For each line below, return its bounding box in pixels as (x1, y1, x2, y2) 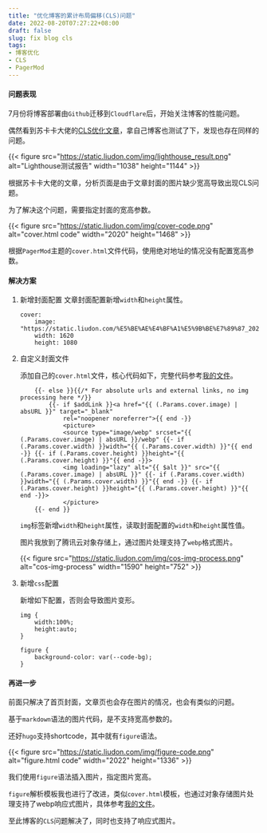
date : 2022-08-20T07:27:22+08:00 (8, 19, 120, 27)
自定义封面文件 (19, 354, 69, 363)
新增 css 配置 (19, 578, 60, 588)
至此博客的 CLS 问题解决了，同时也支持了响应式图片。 (8, 816, 180, 826)
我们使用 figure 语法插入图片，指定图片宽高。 (8, 772, 155, 782)
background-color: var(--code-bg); (34, 653, 153, 661)
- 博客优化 (8, 49, 40, 57)
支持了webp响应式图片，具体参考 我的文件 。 (14, 799, 159, 809)
